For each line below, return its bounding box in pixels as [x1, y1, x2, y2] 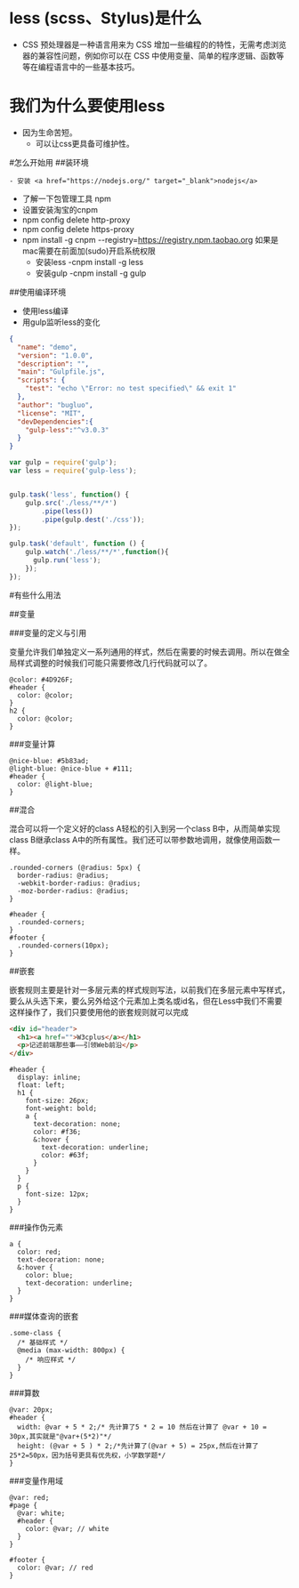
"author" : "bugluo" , [17, 400, 93, 409]
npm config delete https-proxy [21, 223, 135, 234]
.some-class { [9, 1329, 62, 1338]
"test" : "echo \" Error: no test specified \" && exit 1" [25, 384, 238, 393]
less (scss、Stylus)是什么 [9, 8, 202, 28]
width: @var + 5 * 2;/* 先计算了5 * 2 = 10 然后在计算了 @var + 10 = [17, 1423, 267, 1432]
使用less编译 [21, 305, 69, 316]
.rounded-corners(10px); [17, 940, 109, 950]
